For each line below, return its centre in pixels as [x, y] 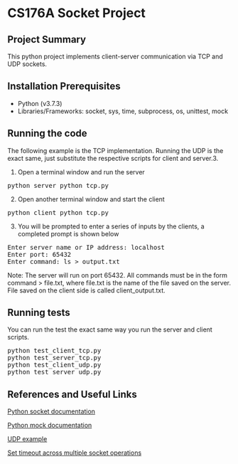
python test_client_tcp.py [54, 351]
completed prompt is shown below [68, 233]
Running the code [47, 133]
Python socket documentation [52, 411]
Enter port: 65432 [39, 254]
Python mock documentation [50, 426]
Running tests [39, 313]
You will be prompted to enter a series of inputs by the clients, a [111, 226]
